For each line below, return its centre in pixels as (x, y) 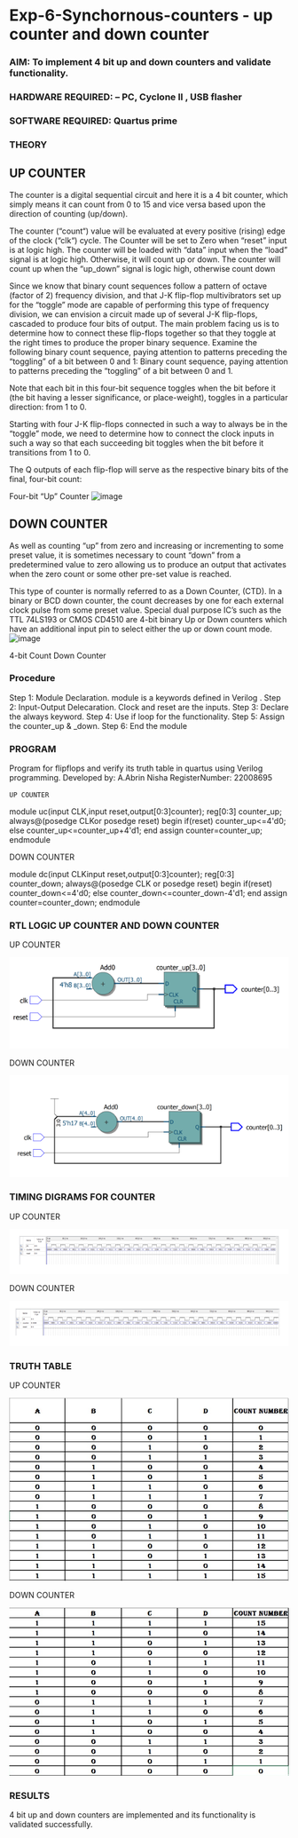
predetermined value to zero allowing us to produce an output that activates (148, 564)
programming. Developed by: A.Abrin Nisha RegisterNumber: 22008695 (141, 778)
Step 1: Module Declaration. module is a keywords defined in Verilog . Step (145, 697)
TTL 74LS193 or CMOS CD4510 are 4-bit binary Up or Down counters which (148, 619)
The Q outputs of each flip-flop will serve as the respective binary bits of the (149, 469)
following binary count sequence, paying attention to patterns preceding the (149, 352)
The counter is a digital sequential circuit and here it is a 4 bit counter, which (149, 194)
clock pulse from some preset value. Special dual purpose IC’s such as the (145, 610)
